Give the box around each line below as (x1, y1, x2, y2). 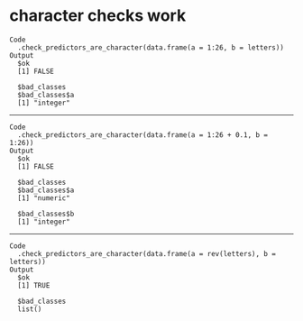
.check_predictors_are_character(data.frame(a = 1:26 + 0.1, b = (17, 130, 269, 140)
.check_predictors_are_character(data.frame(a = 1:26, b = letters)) (17, 42, 284, 52)
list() (17, 304, 42, 314)
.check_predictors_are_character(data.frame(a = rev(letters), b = (17, 249, 277, 258)
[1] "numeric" (17, 193, 70, 203)
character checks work (9, 5, 187, 26)
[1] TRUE (17, 280, 50, 289)
